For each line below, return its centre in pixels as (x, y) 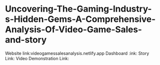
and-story (26, 40)
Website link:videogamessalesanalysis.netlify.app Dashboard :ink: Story (77, 53)
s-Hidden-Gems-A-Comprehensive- (80, 19)
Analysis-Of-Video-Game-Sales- (74, 30)
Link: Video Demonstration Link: (37, 58)
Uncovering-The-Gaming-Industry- (79, 9)
